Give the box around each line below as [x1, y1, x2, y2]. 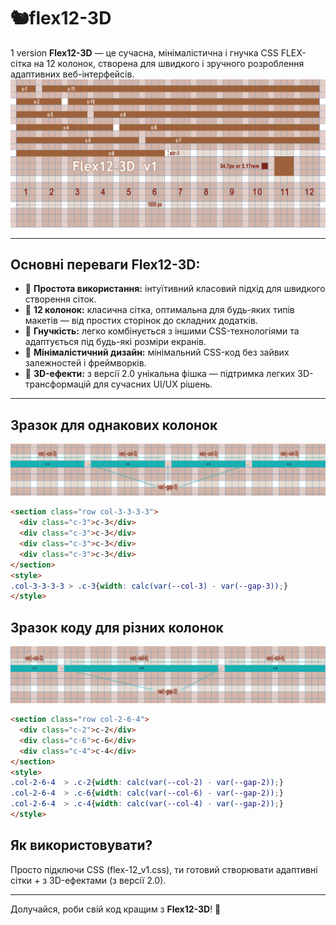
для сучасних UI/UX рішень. [93, 378, 213, 390]
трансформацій [24, 378, 92, 390]
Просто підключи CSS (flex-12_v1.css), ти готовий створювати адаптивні [10, 863, 318, 875]
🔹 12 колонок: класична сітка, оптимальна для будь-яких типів [24, 304, 295, 316]
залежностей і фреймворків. [24, 357, 147, 369]
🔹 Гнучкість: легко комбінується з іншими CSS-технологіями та [24, 325, 300, 337]
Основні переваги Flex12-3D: [10, 256, 201, 274]
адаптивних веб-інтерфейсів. [10, 68, 135, 80]
